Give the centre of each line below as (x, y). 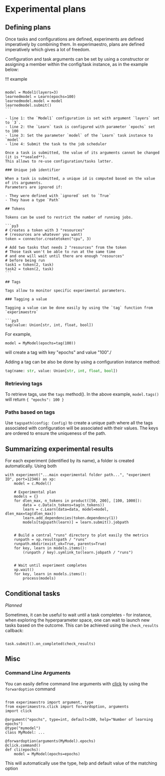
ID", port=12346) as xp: (31, 479)
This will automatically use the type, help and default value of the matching (81, 763)
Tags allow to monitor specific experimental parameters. (66, 291)
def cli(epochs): (23, 749)
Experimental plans (46, 9)
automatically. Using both (31, 466)
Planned (14, 605)
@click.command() (23, 745)
